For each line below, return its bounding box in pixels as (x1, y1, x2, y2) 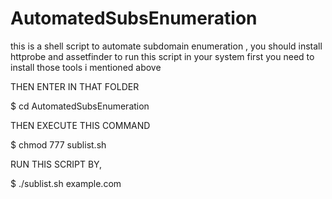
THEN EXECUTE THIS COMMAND (10, 119, 151, 131)
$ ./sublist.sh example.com (10, 177, 122, 189)
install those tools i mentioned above (10, 61, 162, 73)
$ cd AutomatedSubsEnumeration (10, 100, 150, 112)
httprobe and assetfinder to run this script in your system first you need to (10, 50, 315, 62)
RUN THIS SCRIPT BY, (10, 158, 103, 170)
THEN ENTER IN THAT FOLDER (10, 80, 140, 92)
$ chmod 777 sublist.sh (10, 138, 107, 151)
